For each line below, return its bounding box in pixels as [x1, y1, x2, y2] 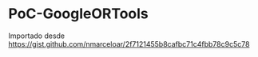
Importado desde [8, 31, 65, 40]
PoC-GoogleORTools [8, 5, 149, 23]
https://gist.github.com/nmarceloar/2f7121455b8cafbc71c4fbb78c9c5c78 [8, 39, 250, 48]
